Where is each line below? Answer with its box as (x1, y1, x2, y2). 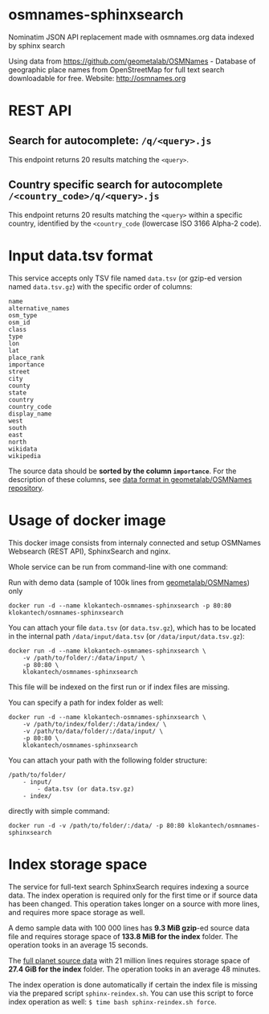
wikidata (8, 444, 38, 453)
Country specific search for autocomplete (8, 178, 223, 192)
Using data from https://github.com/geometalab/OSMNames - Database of (8, 56, 256, 66)
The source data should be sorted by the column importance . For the (8, 466, 237, 476)
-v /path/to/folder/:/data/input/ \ (22, 653, 146, 662)
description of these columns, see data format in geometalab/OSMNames (8, 474, 252, 484)
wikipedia (8, 452, 42, 460)
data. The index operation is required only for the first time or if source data (8, 890, 259, 900)
